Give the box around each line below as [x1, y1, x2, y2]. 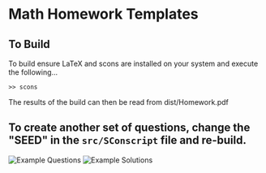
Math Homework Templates [8, 5, 199, 24]
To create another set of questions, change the [8, 121, 251, 135]
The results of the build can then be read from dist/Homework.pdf [8, 97, 229, 106]
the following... [8, 67, 58, 77]
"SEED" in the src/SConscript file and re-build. [8, 133, 247, 147]
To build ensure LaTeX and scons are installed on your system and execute [8, 58, 259, 68]
